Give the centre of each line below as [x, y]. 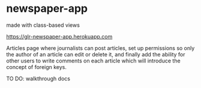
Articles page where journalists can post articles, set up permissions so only [100, 48]
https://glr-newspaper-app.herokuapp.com [59, 36]
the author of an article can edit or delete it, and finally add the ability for [96, 54]
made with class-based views [43, 25]
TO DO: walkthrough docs [38, 78]
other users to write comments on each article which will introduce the [94, 61]
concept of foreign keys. [37, 67]
